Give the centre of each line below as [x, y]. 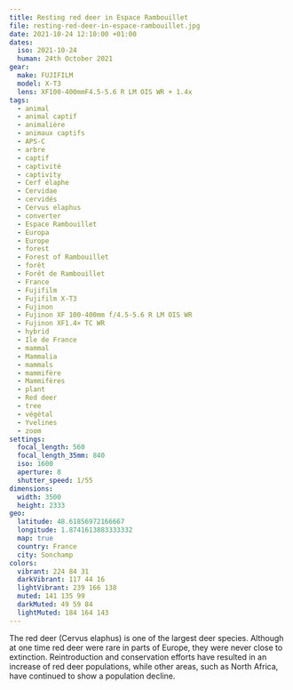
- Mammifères [41, 381]
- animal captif [47, 116]
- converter [40, 216]
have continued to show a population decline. [92, 676]
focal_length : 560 [51, 447]
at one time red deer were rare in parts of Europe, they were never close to [146, 647]
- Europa [33, 232]
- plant [32, 389]
